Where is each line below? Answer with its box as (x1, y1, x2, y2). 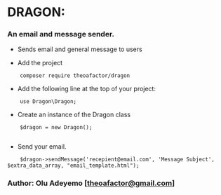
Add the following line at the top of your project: (17, 85, 156, 93)
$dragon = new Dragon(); (20, 124, 93, 131)
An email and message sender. (7, 29, 114, 39)
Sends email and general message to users (17, 45, 142, 53)
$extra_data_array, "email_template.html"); (7, 162, 140, 169)
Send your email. (17, 142, 67, 151)
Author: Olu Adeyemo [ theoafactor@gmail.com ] (7, 178, 175, 188)
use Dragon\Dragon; (20, 98, 77, 105)
